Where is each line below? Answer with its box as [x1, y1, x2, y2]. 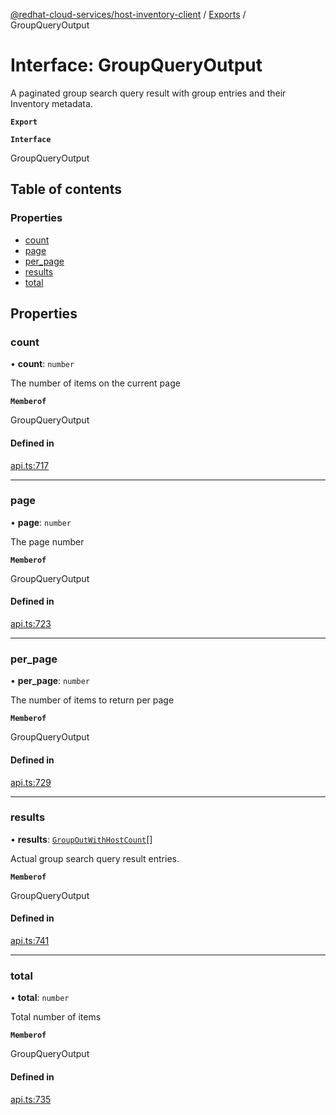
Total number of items [10, 1011, 102, 1023]
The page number [10, 535, 85, 548]
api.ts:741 [10, 935, 50, 947]
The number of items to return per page [10, 694, 175, 706]
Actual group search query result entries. [10, 852, 180, 864]
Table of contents [10, 181, 122, 198]
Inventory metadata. [10, 97, 93, 109]
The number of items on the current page [10, 377, 181, 389]
